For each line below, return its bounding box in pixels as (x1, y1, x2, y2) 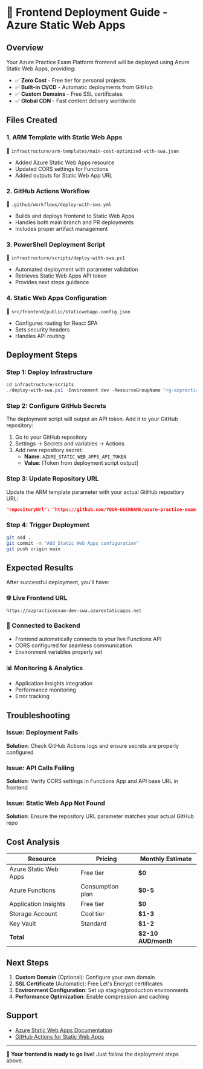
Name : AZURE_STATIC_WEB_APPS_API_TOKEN (24, 453, 127, 460)
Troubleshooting (6, 710, 71, 721)
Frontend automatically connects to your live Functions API (14, 635, 162, 642)
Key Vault (9, 919, 36, 928)
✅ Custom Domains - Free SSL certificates (14, 90, 123, 98)
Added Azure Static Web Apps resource (14, 159, 115, 166)
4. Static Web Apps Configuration (6, 294, 108, 302)
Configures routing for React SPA (14, 319, 98, 327)
